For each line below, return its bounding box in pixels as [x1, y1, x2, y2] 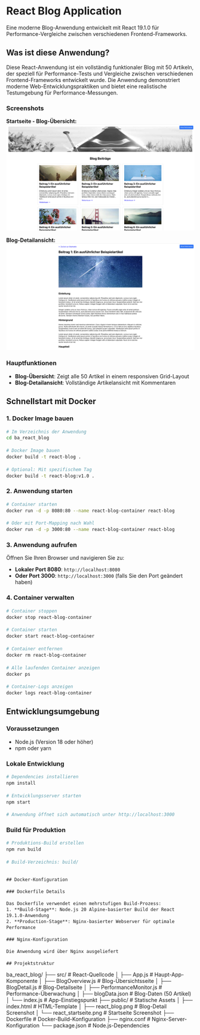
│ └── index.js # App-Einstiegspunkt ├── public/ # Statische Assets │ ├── [6, 996, 193, 1003]
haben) [14, 579, 33, 586]
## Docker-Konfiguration [6, 876, 68, 882]
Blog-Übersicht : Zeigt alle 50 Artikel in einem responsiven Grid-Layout [14, 372, 189, 380]
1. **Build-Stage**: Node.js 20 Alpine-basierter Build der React [6, 906, 175, 912]
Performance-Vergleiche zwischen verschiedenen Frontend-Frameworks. [6, 30, 187, 37]
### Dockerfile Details [6, 888, 66, 894]
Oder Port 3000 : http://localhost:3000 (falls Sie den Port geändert [14, 572, 183, 579]
